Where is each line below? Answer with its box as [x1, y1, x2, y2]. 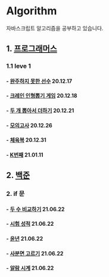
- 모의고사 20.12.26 [6, 122, 52, 129]
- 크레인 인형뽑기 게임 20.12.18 [6, 92, 77, 99]
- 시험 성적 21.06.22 [6, 220, 54, 228]
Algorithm [6, 4, 57, 18]
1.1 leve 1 [6, 62, 32, 70]
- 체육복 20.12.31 [6, 136, 46, 144]
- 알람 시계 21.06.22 [6, 264, 54, 272]
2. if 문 [6, 189, 25, 198]
